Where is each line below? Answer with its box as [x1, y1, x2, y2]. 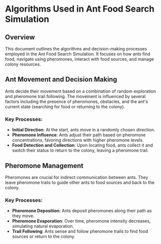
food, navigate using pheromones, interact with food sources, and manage [5, 56, 154, 62]
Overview [5, 33, 35, 41]
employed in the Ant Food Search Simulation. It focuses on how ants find [5, 51, 150, 57]
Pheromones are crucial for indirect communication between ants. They [5, 174, 148, 180]
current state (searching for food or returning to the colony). [5, 103, 125, 110]
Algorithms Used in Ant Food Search [5, 3, 155, 15]
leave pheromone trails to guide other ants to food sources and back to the [5, 179, 155, 185]
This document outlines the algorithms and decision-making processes [5, 46, 147, 51]
